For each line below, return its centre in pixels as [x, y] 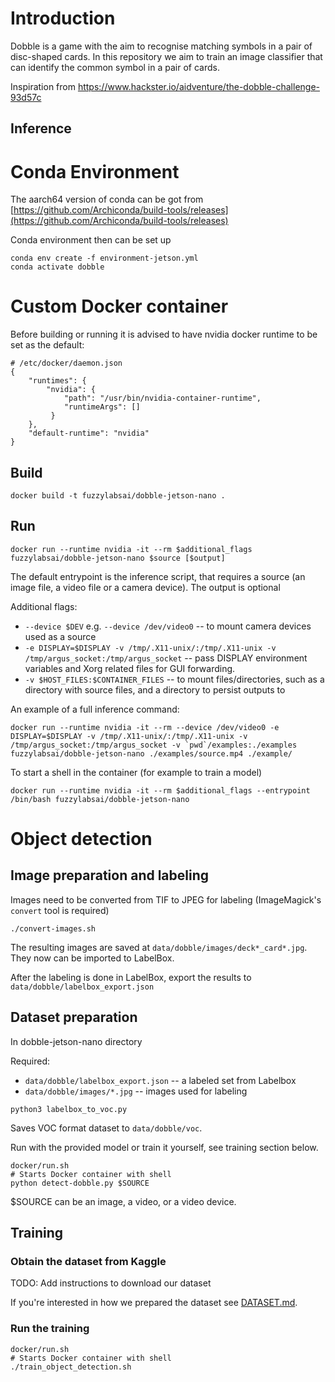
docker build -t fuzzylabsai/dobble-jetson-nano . [118, 496]
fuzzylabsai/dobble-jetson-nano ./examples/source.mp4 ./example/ [151, 753]
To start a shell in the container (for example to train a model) [136, 772]
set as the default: [47, 345]
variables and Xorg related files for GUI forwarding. [130, 668]
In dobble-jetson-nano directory [76, 1041]
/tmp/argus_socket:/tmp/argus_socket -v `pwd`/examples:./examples [154, 745]
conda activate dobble [57, 267]
